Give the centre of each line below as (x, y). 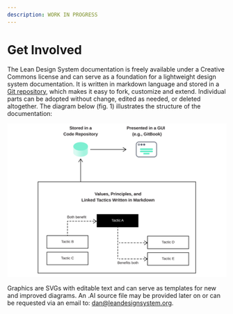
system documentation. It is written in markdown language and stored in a (113, 84)
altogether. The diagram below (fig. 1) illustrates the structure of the (104, 106)
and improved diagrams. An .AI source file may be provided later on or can (114, 296)
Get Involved (45, 50)
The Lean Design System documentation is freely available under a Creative (116, 69)
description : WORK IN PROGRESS (53, 15)
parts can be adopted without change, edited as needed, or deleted (104, 99)
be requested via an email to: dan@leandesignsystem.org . (90, 303)
